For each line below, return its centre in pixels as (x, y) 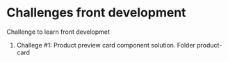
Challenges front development (96, 13)
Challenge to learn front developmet (58, 32)
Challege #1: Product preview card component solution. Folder (106, 45)
